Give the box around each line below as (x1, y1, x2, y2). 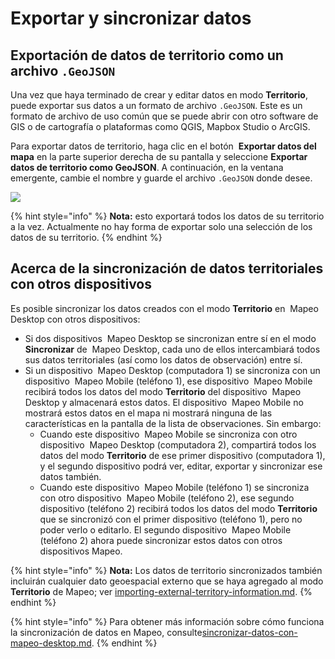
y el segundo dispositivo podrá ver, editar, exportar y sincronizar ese (39, 460, 323, 472)
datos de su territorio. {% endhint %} (10, 232, 163, 243)
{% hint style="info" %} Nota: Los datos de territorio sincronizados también (10, 564, 323, 576)
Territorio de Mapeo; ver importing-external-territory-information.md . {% (10, 585, 313, 597)
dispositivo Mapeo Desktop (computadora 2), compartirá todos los (39, 438, 317, 451)
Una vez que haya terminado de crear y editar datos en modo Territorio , (10, 89, 308, 101)
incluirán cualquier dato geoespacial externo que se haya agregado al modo (10, 575, 324, 587)
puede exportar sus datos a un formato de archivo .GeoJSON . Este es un (10, 100, 303, 111)
